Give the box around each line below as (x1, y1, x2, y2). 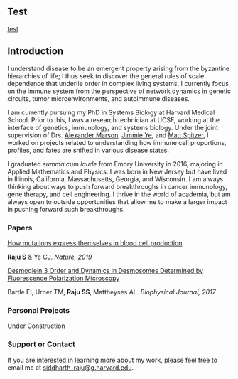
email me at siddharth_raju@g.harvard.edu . (7, 363, 134, 372)
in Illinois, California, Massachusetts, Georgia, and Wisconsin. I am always (7, 174, 224, 183)
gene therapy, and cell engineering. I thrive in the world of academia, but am (7, 190, 231, 198)
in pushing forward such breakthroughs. (7, 205, 125, 213)
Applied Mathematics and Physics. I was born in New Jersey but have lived (7, 167, 227, 176)
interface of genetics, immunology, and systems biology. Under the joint (7, 123, 219, 132)
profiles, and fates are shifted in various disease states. (7, 146, 169, 154)
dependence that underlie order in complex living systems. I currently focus (7, 79, 229, 87)
